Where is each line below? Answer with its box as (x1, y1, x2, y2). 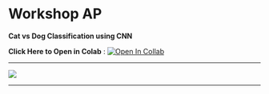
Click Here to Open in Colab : (8, 46, 106, 56)
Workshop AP (8, 5, 102, 23)
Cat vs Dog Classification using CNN (8, 31, 133, 41)
